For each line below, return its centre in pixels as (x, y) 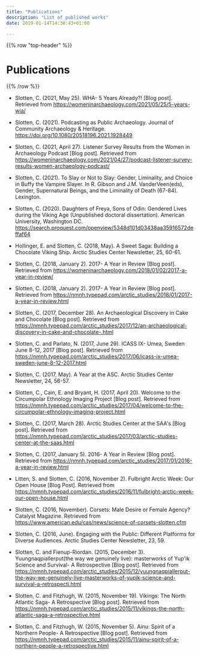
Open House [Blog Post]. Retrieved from (65, 485)
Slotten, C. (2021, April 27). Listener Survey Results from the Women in (102, 147)
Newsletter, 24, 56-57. (42, 381)
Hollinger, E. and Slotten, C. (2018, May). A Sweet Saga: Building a (97, 246)
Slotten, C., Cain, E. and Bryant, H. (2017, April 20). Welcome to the (97, 393)
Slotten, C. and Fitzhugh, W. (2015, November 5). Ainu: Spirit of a (95, 627)
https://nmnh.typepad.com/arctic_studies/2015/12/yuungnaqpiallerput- (103, 571)
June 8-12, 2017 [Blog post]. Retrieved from (69, 350)
